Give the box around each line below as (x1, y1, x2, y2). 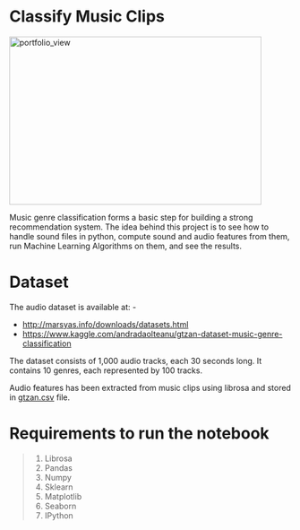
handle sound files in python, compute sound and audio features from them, (9, 230, 290, 241)
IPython (44, 509, 73, 521)
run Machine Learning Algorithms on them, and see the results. (9, 240, 243, 251)
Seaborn (44, 500, 77, 511)
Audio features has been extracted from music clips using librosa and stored (9, 382, 291, 393)
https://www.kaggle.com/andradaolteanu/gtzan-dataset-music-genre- (21, 328, 283, 339)
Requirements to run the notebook (9, 423, 270, 444)
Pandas (44, 462, 73, 473)
